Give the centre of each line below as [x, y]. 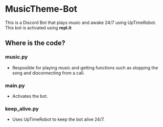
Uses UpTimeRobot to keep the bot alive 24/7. [58, 119]
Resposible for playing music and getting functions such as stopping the [85, 67]
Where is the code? [35, 43]
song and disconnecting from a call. [48, 73]
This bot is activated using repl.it [38, 27]
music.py [16, 57]
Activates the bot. [30, 96]
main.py [15, 85]
